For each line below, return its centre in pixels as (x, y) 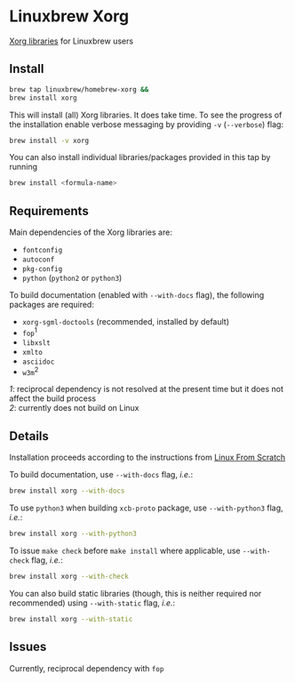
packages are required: (52, 305)
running (24, 167)
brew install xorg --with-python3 (73, 534)
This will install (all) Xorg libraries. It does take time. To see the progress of (146, 115)
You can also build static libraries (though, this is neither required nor (136, 593)
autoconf (38, 260)
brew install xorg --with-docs (67, 491)
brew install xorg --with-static (71, 619)
